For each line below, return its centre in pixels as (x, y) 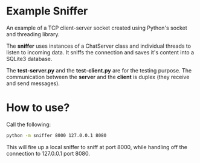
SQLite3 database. (29, 59)
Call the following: (29, 124)
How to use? (38, 108)
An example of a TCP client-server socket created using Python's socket (97, 28)
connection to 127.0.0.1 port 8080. (48, 153)
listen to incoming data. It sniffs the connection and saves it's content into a (100, 52)
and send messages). (33, 83)
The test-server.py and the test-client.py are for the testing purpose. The (99, 70)
